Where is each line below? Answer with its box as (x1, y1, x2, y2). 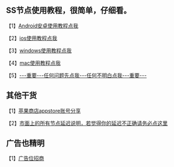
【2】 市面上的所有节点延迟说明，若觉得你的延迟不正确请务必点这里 (6, 119, 168, 127)
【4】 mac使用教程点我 (6, 59, 61, 66)
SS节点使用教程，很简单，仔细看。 (6, 5, 131, 16)
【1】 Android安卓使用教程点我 (6, 22, 79, 29)
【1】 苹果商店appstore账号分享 (6, 107, 81, 114)
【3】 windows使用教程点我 (6, 47, 72, 54)
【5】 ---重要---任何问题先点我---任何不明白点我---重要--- (6, 72, 147, 79)
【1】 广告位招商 (6, 155, 44, 162)
